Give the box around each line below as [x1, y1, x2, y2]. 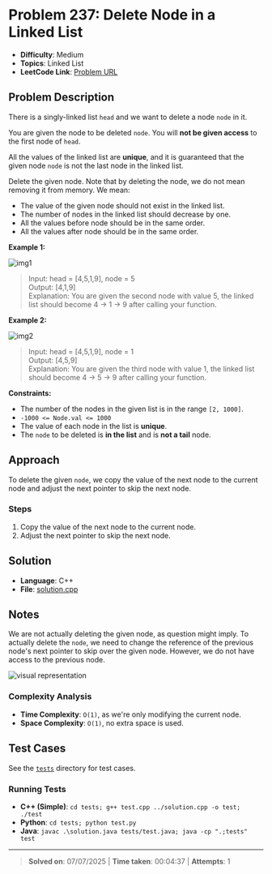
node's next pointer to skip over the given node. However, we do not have [8, 646, 255, 656]
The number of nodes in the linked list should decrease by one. [19, 209, 232, 219]
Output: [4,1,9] [28, 282, 76, 292]
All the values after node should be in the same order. [19, 226, 199, 236]
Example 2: [8, 315, 47, 325]
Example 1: [8, 242, 46, 252]
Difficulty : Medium [19, 49, 84, 59]
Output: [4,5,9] [28, 355, 78, 365]
